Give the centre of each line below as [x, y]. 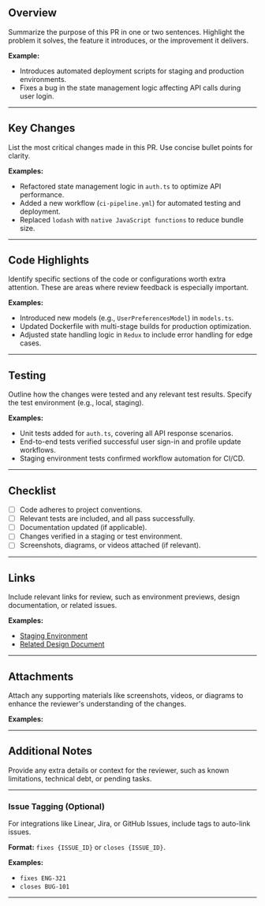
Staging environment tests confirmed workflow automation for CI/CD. [132, 459]
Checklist [32, 491]
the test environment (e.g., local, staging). [76, 403]
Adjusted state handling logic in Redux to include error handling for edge [136, 335]
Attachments [41, 676]
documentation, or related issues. [63, 606]
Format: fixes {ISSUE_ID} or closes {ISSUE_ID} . [87, 848]
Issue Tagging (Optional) [56, 806]
